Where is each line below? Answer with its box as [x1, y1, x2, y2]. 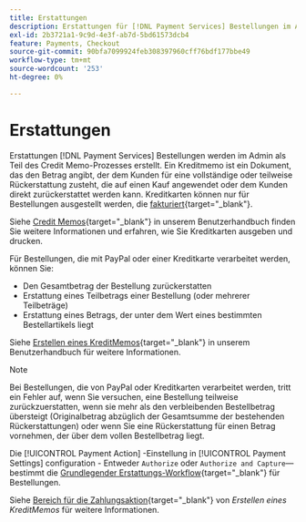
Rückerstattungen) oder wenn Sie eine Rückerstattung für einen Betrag [9, 420, 276, 431]
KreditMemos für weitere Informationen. [9, 504, 159, 515]
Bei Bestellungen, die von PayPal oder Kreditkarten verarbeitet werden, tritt [9, 382, 291, 393]
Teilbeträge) [22, 300, 68, 311]
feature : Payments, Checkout [9, 38, 120, 48]
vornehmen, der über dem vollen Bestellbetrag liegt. [9, 430, 205, 441]
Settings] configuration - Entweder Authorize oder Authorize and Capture [9, 457, 287, 468]
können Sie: [9, 262, 55, 273]
